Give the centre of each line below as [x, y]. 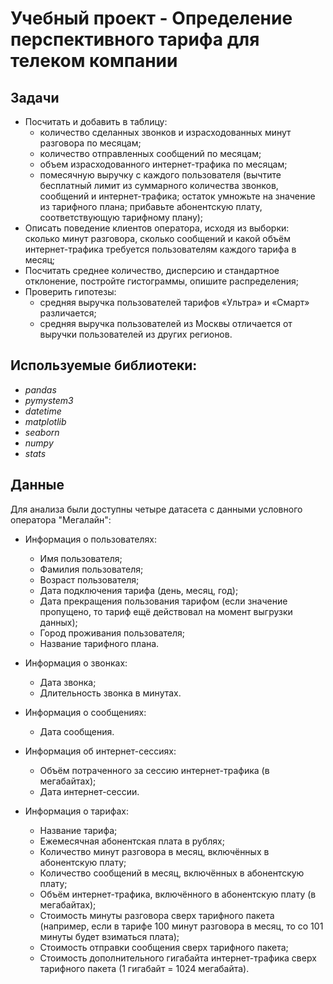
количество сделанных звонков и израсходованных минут [165, 132]
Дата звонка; [68, 682]
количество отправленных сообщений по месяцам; [150, 153]
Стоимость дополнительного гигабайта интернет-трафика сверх [178, 958]
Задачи [35, 97]
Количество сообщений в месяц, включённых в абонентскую [172, 873]
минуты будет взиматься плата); [109, 936]
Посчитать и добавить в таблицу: [96, 121]
